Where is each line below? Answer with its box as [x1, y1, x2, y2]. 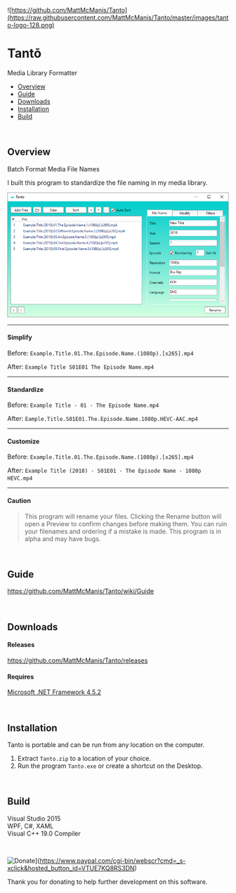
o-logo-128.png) [7, 21, 55, 29]
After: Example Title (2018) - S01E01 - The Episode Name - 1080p [7, 467, 202, 475]
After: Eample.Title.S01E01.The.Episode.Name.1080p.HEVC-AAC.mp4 [7, 415, 198, 423]
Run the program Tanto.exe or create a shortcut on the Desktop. [17, 762, 203, 770]
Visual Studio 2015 [7, 814, 61, 823]
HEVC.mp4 [7, 475, 33, 482]
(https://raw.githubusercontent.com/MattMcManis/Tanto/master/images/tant [7, 13, 229, 22]
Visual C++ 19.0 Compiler [7, 829, 81, 837]
